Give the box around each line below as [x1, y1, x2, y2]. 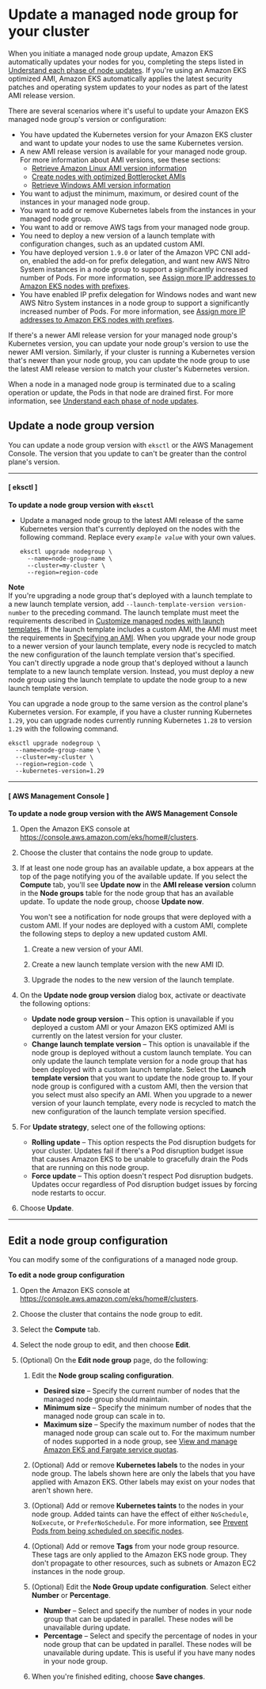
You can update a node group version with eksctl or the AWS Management [8, 440, 253, 449]
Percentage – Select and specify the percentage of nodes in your [43, 1630, 257, 1641]
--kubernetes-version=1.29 [15, 767, 104, 775]
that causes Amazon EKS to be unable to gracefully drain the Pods [31, 1154, 249, 1164]
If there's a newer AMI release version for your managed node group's [8, 330, 237, 340]
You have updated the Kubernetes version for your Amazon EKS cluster [19, 129, 253, 139]
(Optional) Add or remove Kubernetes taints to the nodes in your [31, 1500, 244, 1510]
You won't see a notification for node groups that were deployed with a [19, 913, 252, 922]
